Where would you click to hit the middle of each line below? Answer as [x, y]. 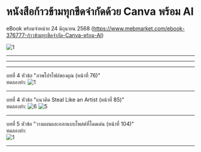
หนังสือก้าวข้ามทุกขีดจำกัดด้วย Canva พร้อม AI [100, 12]
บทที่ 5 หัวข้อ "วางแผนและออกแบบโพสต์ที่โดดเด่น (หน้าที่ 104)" [70, 123]
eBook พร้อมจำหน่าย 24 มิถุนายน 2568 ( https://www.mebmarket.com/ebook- [95, 28]
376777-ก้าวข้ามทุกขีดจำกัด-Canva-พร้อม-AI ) [55, 35]
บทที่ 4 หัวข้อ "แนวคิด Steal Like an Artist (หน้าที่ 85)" [65, 100]
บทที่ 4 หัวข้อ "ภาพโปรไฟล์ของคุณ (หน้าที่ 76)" [53, 75]
